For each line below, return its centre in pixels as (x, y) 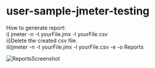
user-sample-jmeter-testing (78, 11)
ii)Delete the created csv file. (42, 40)
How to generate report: (36, 28)
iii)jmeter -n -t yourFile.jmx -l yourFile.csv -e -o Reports (75, 47)
